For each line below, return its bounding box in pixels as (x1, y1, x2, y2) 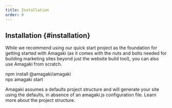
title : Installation (5, 7, 50, 13)
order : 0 (5, 12, 24, 17)
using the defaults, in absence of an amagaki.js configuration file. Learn (5, 92, 157, 98)
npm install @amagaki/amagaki (5, 71, 71, 77)
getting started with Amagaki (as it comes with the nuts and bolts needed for (5, 50, 167, 56)
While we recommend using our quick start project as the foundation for (5, 45, 158, 51)
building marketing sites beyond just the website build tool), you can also (5, 56, 159, 62)
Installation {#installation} (5, 31, 91, 40)
